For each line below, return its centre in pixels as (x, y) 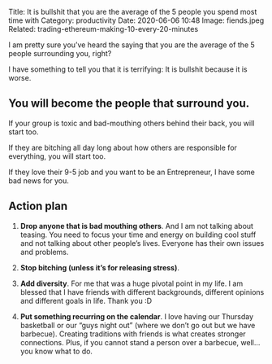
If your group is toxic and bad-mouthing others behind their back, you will (132, 123)
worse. (20, 78)
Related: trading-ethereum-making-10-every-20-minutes (104, 29)
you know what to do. (56, 351)
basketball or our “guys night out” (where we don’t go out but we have (138, 325)
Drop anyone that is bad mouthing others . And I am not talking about (137, 226)
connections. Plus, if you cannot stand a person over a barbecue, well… (140, 342)
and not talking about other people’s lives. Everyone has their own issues (142, 243)
